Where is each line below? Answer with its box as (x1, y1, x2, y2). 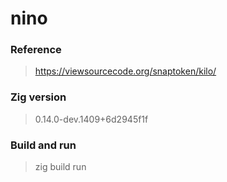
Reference (10, 43, 62, 57)
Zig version (10, 90, 67, 104)
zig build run (34, 161, 87, 173)
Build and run (10, 138, 77, 152)
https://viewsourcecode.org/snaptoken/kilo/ (34, 65, 217, 77)
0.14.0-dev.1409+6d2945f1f (34, 113, 149, 125)
